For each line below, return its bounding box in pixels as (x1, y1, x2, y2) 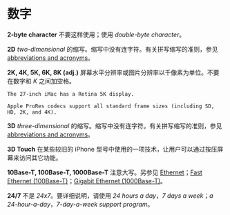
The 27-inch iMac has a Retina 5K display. (7, 90, 135, 97)
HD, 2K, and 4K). (7, 108, 57, 116)
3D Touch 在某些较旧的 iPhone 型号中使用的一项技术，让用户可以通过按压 (7, 145, 218, 153)
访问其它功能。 (19, 153, 62, 162)
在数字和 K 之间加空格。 (7, 76, 76, 85)
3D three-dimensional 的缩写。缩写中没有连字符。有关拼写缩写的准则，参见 (7, 121, 222, 130)
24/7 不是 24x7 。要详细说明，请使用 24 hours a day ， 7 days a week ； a (7, 191, 213, 200)
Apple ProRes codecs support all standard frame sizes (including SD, (7, 103, 215, 110)
